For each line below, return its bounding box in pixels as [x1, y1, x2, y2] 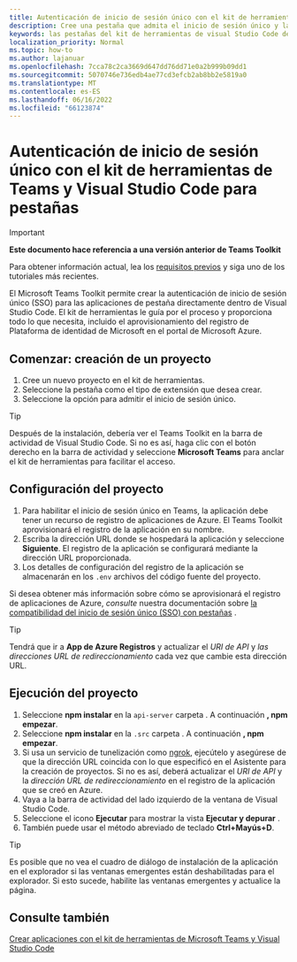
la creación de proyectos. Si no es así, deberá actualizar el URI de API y [21, 766, 283, 776]
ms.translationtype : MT [9, 79, 97, 88]
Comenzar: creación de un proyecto [9, 351, 212, 366]
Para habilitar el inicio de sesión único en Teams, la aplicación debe [21, 505, 269, 516]
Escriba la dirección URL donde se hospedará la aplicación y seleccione [21, 533, 285, 544]
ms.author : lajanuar [9, 54, 86, 63]
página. [9, 884, 37, 895]
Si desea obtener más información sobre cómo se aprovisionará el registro [9, 588, 281, 598]
